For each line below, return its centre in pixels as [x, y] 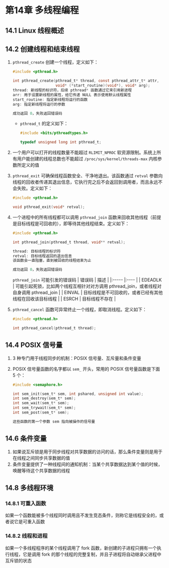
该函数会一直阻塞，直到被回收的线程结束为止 [52, 261]
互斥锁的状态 [18, 560]
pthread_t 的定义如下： [44, 123]
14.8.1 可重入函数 [26, 503]
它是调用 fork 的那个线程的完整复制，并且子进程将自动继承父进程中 [92, 554]
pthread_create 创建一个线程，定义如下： [55, 62]
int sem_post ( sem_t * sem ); [41, 413]
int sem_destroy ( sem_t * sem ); [44, 398]
